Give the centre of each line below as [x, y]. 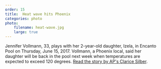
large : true [26, 32]
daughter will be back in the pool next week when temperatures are [73, 56]
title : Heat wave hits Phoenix [38, 14]
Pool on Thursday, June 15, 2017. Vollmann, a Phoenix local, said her [73, 51]
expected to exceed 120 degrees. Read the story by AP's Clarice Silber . [76, 61]
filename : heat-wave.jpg [39, 28]
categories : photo [24, 18]
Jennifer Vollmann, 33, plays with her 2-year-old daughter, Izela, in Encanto [81, 46]
